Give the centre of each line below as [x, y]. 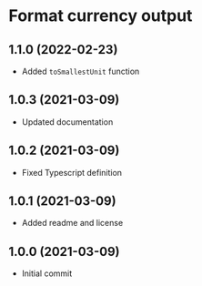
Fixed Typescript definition [72, 172]
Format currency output [101, 16]
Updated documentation [67, 122]
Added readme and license [72, 223]
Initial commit [47, 273]
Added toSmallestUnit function [81, 71]
